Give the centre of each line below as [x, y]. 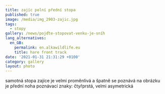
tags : [11, 24]
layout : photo [20, 66]
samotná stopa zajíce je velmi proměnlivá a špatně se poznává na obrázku [83, 81]
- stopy [18, 29]
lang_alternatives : [26, 38]
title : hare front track [40, 52]
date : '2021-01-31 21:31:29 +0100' [43, 57]
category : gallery [25, 62]
